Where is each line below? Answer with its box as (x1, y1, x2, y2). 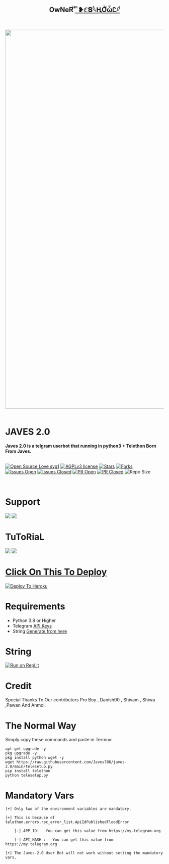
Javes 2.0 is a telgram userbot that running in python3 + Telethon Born (5, 443, 157, 449)
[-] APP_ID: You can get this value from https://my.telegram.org (14, 829, 161, 834)
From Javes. (5, 448, 32, 454)
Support (5, 496, 40, 507)
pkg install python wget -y (5, 755, 64, 760)
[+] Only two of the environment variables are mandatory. (5, 806, 132, 811)
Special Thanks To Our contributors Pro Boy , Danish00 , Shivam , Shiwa (5, 697, 155, 703)
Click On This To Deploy (5, 566, 107, 578)
